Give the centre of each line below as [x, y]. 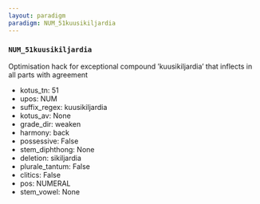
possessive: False [49, 141]
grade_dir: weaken [50, 124]
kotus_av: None [45, 116]
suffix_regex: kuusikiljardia [63, 107]
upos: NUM [39, 98]
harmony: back [45, 132]
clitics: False [40, 175]
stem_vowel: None [50, 191]
